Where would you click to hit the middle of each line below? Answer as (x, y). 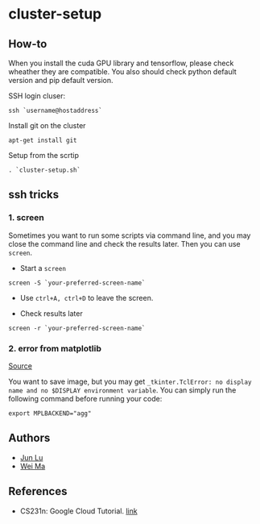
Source (20, 366)
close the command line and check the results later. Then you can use (124, 243)
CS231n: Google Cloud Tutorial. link (79, 511)
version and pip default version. (61, 80)
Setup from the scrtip (43, 155)
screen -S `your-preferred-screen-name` (77, 283)
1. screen (26, 218)
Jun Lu (31, 457)
